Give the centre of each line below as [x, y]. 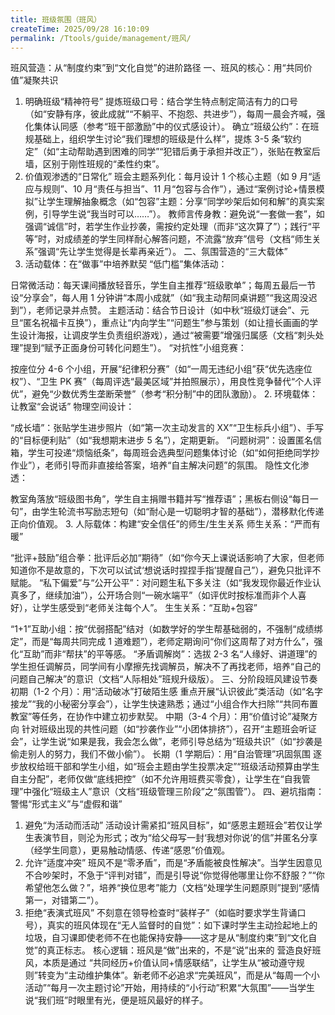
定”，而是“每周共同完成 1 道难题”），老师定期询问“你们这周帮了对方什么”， [162, 642]
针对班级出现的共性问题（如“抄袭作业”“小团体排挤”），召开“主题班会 [160, 729]
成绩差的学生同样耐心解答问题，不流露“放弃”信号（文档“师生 [188, 239]
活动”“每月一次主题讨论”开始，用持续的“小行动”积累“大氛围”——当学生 [169, 988]
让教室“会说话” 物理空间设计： [72, 407]
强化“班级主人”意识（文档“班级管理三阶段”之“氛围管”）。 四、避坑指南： [178, 792]
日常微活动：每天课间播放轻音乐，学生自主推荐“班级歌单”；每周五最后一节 [163, 285]
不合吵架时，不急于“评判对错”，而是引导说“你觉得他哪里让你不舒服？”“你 [174, 875]
